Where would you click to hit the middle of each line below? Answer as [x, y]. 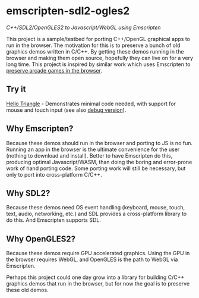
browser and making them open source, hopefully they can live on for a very [100, 58]
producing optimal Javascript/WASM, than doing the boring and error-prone [99, 162]
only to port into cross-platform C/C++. [54, 174]
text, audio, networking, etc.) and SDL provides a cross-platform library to [97, 214]
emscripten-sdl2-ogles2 [68, 11]
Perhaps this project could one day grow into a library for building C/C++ [95, 277]
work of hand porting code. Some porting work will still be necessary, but [96, 168]
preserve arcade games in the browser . [54, 70]
